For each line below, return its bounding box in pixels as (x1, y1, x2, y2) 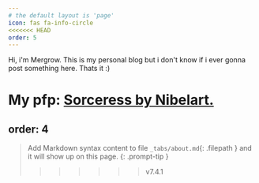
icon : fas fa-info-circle (8, 19, 93, 27)
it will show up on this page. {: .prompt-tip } (27, 151, 169, 162)
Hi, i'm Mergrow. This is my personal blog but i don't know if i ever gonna (8, 55, 246, 65)
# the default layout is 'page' (8, 11, 114, 20)
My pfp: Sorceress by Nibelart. (8, 91, 215, 109)
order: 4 (8, 122, 49, 136)
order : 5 (8, 33, 37, 42)
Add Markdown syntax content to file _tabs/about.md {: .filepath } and (27, 144, 253, 153)
